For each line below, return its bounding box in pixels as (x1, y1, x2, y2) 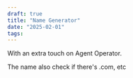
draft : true (7, 10, 42, 18)
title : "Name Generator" (7, 17, 81, 24)
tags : (7, 30, 23, 37)
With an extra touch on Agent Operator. (7, 49, 122, 58)
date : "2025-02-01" (7, 23, 65, 30)
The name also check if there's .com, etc (7, 63, 127, 71)
